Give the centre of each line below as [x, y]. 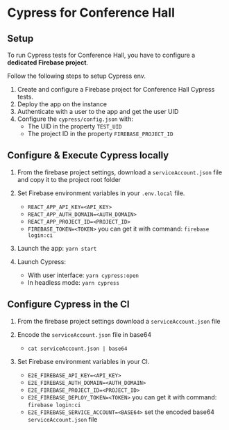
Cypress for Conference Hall [91, 13]
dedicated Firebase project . [48, 63]
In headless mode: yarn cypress [74, 282]
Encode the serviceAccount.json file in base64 [84, 334]
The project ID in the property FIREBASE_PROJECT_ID [100, 134]
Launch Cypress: [42, 261]
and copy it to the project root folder [69, 179]
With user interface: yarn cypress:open [83, 275]
